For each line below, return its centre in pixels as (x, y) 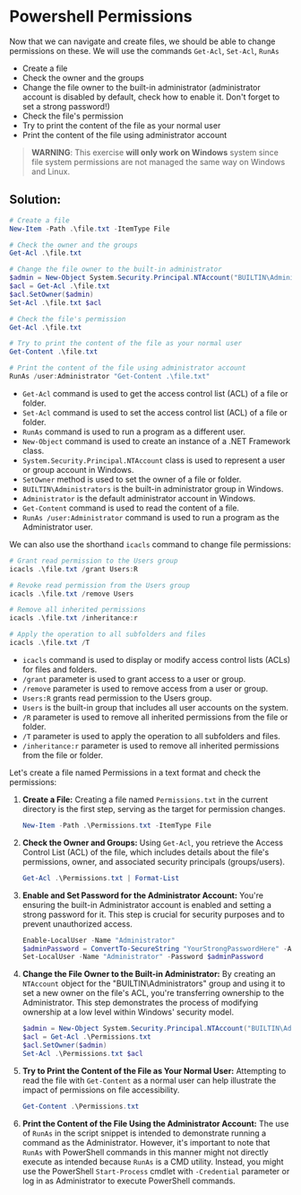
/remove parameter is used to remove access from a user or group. (145, 688)
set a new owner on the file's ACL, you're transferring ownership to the (153, 993)
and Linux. (50, 171)
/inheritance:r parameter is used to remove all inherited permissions (150, 746)
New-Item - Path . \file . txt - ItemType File (90, 229)
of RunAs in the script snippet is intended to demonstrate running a (144, 1133)
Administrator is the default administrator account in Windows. (139, 498)
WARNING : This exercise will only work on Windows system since (155, 152)
